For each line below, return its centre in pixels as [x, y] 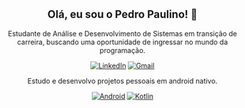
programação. [122, 50]
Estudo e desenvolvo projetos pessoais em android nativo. [122, 80]
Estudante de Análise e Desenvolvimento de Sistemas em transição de [122, 33]
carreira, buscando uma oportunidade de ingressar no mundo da [122, 42]
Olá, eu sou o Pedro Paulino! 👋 [122, 15]
